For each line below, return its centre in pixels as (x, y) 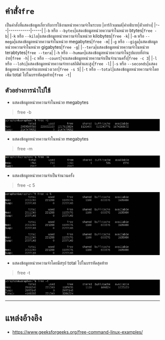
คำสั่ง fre (20, 11)
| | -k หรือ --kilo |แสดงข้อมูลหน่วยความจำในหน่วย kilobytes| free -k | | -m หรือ (76, 36)
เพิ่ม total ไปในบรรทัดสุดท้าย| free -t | (38, 75)
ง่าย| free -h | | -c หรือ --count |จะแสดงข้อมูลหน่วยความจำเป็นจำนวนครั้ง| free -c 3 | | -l (81, 58)
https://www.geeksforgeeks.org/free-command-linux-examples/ (78, 332)
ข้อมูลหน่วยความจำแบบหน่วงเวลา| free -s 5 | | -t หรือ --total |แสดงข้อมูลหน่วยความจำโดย (82, 69)
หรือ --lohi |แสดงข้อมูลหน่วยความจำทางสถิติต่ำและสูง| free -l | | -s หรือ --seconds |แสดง (81, 63)
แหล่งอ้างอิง (24, 318)
